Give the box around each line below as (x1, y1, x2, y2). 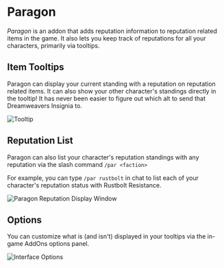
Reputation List (7, 135, 73, 146)
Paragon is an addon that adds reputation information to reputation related (7, 27, 217, 35)
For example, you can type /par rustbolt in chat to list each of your (7, 173, 199, 182)
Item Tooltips (7, 61, 64, 73)
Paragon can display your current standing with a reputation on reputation (7, 80, 216, 88)
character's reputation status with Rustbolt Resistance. (7, 181, 162, 189)
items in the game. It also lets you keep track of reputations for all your (7, 34, 207, 42)
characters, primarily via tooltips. (7, 41, 100, 49)
